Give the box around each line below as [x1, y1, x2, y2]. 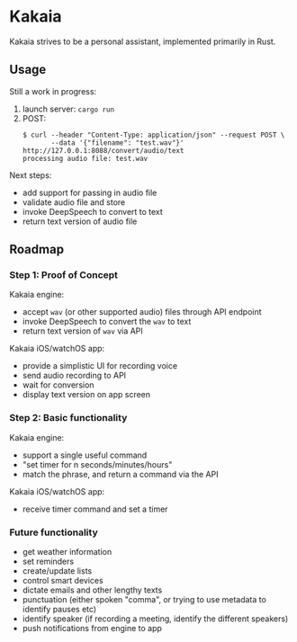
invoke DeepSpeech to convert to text [22, 206, 164, 217]
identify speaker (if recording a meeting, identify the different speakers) [22, 613, 289, 624]
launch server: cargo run [22, 103, 115, 114]
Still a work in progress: [9, 85, 97, 96]
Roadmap [9, 242, 65, 257]
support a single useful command [22, 450, 148, 460]
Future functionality [9, 526, 99, 539]
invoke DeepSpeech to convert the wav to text [22, 317, 192, 327]
